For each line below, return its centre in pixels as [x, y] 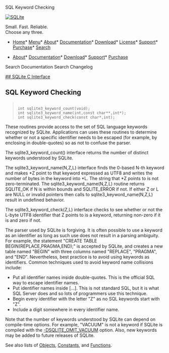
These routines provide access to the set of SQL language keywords [76, 127]
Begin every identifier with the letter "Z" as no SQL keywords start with [86, 299]
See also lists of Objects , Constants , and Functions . [59, 345]
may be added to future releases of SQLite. [50, 335]
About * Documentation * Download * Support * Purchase [70, 57]
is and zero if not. [23, 220]
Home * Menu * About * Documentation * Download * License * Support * [85, 42]
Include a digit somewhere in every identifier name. [66, 309]
